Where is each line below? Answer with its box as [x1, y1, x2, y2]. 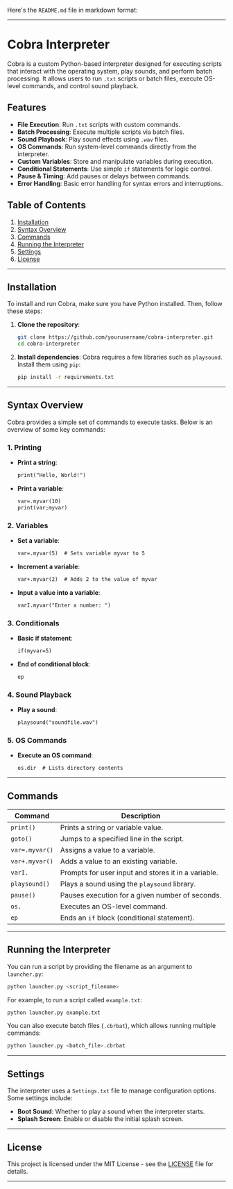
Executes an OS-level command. [60, 902, 168, 911]
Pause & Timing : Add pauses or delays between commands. [17, 171, 191, 180]
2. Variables [7, 521, 49, 530]
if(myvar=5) [17, 647, 52, 655]
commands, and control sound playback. [21, 81, 139, 90]
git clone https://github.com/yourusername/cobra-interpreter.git [17, 334, 214, 341]
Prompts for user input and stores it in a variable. [60, 868, 218, 877]
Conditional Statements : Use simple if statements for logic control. [17, 165, 213, 173]
